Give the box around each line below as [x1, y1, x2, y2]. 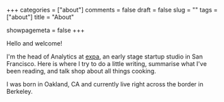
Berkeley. [6, 88, 33, 95]
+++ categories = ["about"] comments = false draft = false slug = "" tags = [6, 6, 218, 14]
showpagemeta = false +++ [6, 27, 85, 34]
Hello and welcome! [6, 39, 62, 47]
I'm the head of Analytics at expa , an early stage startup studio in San [6, 52, 203, 61]
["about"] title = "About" [6, 13, 75, 21]
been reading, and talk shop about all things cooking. [6, 67, 157, 75]
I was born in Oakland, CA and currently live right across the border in [6, 80, 203, 88]
